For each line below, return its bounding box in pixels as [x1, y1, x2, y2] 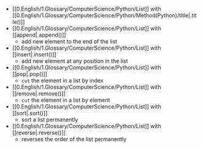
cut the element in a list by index [21, 77, 104, 84]
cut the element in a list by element [21, 96, 110, 104]
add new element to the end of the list [21, 38, 118, 45]
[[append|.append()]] [12, 31, 66, 39]
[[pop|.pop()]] [12, 71, 48, 77]
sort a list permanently [21, 116, 79, 123]
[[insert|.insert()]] [12, 51, 56, 58]
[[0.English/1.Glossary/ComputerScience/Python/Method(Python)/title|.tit [12, 12, 197, 19]
